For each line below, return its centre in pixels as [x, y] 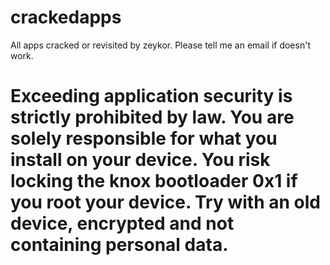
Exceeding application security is [151, 96]
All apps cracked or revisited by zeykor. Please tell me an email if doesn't [160, 45]
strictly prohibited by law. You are [152, 117]
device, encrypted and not [122, 223]
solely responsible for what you [144, 138]
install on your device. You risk [140, 160]
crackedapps [66, 17]
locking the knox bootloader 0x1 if [154, 181]
